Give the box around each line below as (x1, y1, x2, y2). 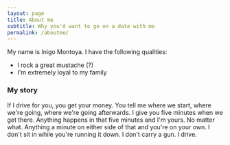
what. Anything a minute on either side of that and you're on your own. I (7, 122, 211, 131)
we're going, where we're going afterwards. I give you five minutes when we (7, 108, 223, 116)
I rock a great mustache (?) (16, 61, 94, 69)
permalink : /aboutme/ (7, 29, 69, 36)
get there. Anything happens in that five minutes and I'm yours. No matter (7, 116, 215, 124)
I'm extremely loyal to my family (16, 68, 108, 77)
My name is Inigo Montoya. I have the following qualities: (7, 48, 168, 56)
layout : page (7, 10, 45, 17)
